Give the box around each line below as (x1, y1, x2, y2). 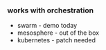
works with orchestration (7, 6, 94, 15)
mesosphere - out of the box (17, 28, 99, 37)
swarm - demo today (17, 22, 78, 30)
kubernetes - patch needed (17, 36, 96, 44)
